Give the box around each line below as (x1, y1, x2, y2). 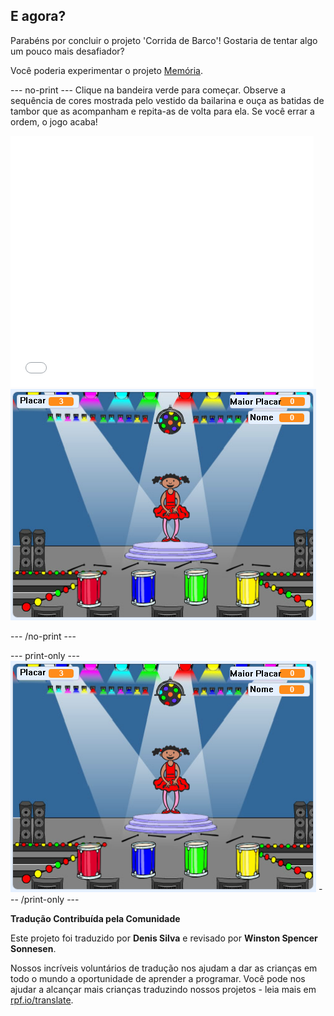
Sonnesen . (10, 942, 57, 954)
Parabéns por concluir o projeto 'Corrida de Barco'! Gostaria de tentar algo (10, 34, 318, 46)
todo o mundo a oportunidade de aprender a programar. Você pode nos (10, 972, 306, 984)
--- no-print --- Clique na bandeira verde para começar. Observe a (10, 84, 287, 96)
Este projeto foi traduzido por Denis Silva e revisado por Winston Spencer (10, 932, 318, 944)
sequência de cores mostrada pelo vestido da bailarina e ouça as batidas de (10, 94, 325, 106)
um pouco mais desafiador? (10, 45, 125, 57)
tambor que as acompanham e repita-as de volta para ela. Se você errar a (10, 105, 315, 117)
